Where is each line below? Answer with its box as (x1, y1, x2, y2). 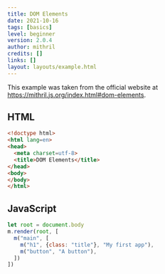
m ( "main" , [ (14, 234, 50, 242)
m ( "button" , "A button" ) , (20, 248, 97, 255)
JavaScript (7, 202, 57, 214)
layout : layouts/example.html (7, 63, 97, 70)
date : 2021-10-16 (7, 17, 59, 24)
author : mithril (7, 43, 55, 51)
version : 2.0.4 (7, 37, 53, 44)
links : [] (7, 57, 37, 64)
